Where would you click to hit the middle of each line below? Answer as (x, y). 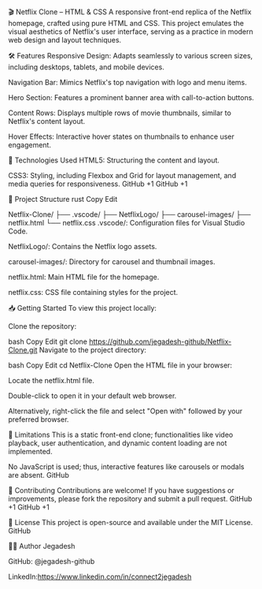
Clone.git (23, 350)
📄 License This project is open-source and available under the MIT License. (131, 522)
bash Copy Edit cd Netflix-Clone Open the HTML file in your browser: (120, 365)
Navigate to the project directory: (93, 350)
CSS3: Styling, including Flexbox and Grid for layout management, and (122, 175)
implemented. (30, 451)
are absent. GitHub (39, 475)
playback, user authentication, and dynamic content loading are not (118, 443)
